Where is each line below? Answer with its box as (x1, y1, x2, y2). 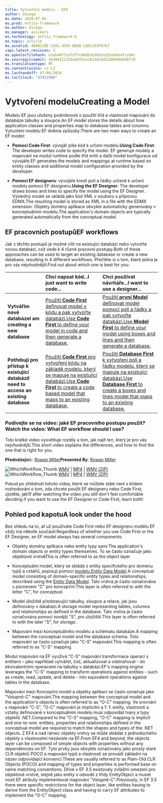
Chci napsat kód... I (45, 273, 89, 280)
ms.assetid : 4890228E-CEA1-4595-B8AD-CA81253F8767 (5, 43, 110, 48)
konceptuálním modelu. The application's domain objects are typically (12, 209, 151, 214)
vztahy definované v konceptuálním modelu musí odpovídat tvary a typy (5, 709, 149, 715)
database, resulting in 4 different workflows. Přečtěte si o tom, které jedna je (5, 256, 158, 262)
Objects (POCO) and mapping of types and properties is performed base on (5, 761, 157, 767)
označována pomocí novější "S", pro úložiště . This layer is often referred (12, 613, 155, 619)
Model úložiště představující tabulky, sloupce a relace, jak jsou (12, 598, 137, 604)
